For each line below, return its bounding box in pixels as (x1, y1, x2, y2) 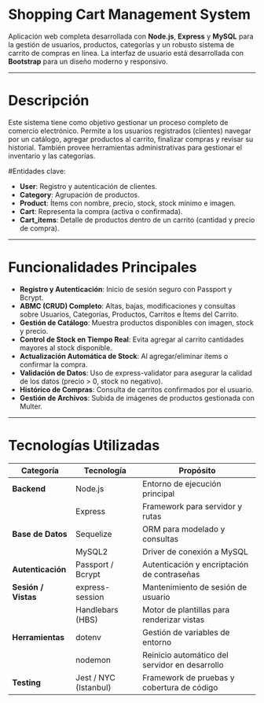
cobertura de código (142, 682, 218, 693)
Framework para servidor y (142, 501, 243, 512)
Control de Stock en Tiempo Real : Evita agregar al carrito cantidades (19, 335, 244, 344)
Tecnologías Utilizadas (8, 437, 160, 454)
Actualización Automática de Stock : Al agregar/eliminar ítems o (19, 351, 229, 361)
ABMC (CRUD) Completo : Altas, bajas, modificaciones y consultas (19, 301, 236, 310)
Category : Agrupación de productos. (19, 190, 140, 199)
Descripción (8, 92, 90, 109)
